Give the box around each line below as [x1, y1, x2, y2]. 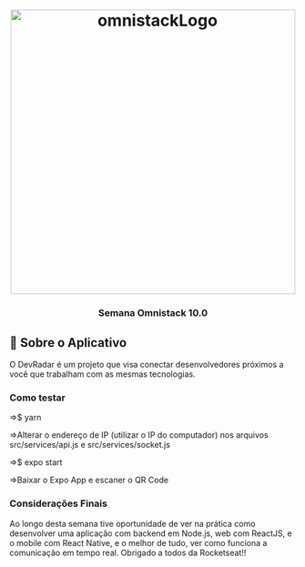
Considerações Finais [9, 497, 107, 510]
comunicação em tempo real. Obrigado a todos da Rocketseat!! [9, 547, 247, 558]
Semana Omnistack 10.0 [98, 307, 208, 319]
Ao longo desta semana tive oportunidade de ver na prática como [9, 518, 256, 529]
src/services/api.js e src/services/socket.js [9, 440, 171, 451]
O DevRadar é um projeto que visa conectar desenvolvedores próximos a [9, 359, 284, 370]
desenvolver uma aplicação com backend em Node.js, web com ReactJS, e [9, 528, 293, 539]
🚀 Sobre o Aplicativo [9, 335, 127, 350]
